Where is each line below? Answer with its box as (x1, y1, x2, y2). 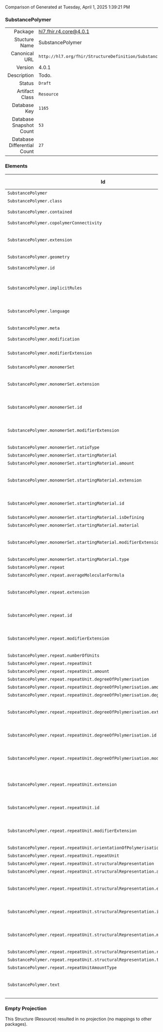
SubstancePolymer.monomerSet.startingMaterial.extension (7, 477, 142, 483)
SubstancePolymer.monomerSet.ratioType (7, 444, 99, 450)
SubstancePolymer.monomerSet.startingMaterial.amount (7, 460, 134, 466)
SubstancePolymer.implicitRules (7, 285, 82, 291)
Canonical (11, 50, 34, 57)
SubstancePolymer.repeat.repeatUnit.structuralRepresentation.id (7, 909, 162, 914)
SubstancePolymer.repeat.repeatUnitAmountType (7, 965, 117, 970)
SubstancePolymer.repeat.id (7, 612, 72, 618)
